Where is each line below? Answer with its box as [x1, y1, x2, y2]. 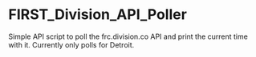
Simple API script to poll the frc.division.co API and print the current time [8, 32, 249, 41]
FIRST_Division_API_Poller [8, 6, 187, 24]
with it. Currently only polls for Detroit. [8, 40, 135, 49]
